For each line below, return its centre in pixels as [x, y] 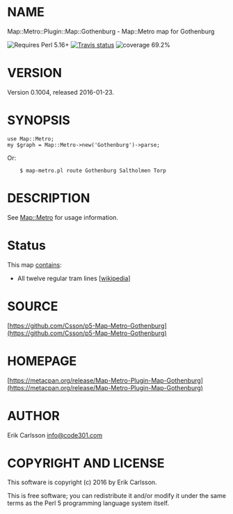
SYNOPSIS [39, 121]
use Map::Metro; [31, 139]
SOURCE [33, 306]
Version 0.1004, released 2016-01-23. [61, 92]
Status [27, 245]
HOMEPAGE [42, 361]
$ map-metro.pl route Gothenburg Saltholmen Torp [93, 170]
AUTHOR [34, 416]
